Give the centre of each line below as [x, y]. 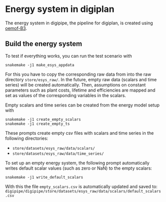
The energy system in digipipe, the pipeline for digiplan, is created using [79, 23]
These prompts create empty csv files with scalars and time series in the [80, 133]
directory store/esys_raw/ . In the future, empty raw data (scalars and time [81, 79]
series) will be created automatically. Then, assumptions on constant [76, 85]
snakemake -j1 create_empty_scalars [43, 119]
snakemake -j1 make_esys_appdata [40, 65]
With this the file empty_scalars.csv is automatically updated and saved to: [81, 186]
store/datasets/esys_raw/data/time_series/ [58, 153]
